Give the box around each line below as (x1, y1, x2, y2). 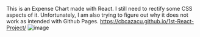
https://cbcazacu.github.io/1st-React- (99, 18, 194, 24)
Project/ (6, 24, 26, 31)
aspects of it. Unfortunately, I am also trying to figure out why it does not (6, 11, 189, 18)
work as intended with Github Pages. (6, 18, 99, 24)
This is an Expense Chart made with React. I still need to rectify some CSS (6, 5, 193, 12)
